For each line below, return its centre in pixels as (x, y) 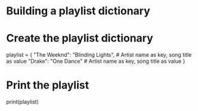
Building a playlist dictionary (78, 11)
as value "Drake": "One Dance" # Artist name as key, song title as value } (96, 61)
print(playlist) (22, 102)
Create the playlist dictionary (80, 38)
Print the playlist (48, 85)
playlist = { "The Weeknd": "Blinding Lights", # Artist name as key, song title (99, 55)
